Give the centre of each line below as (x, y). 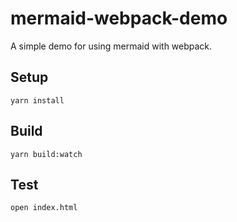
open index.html (44, 208)
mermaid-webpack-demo (119, 18)
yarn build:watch (46, 154)
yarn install (37, 100)
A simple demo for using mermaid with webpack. (111, 46)
